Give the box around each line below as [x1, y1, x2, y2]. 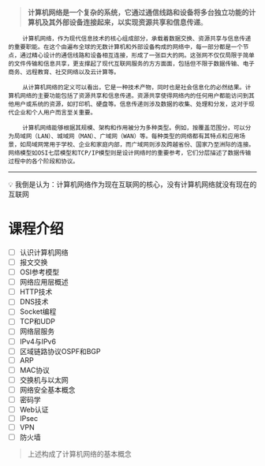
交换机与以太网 [19, 375, 69, 385]
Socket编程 [19, 307, 57, 316]
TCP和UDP [19, 317, 56, 326]
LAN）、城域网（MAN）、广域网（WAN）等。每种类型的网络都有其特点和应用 [37, 132, 240, 140]
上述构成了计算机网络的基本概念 [27, 449, 132, 459]
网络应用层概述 [19, 278, 69, 287]
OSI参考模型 [19, 267, 60, 277]
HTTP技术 [19, 287, 53, 296]
